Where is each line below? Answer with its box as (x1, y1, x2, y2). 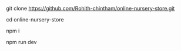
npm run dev (6, 39, 37, 45)
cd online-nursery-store (6, 16, 64, 23)
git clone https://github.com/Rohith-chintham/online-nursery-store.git (6, 5, 175, 12)
